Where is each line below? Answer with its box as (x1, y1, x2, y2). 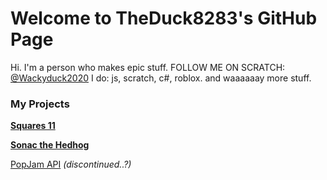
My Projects (10, 97, 70, 111)
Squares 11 (10, 120, 56, 132)
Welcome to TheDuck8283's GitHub (10, 7, 318, 30)
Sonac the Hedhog (10, 139, 90, 151)
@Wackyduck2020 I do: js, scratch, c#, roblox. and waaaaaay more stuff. (10, 72, 312, 84)
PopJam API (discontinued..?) (10, 158, 132, 171)
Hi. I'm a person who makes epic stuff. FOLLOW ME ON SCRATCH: (10, 61, 286, 73)
